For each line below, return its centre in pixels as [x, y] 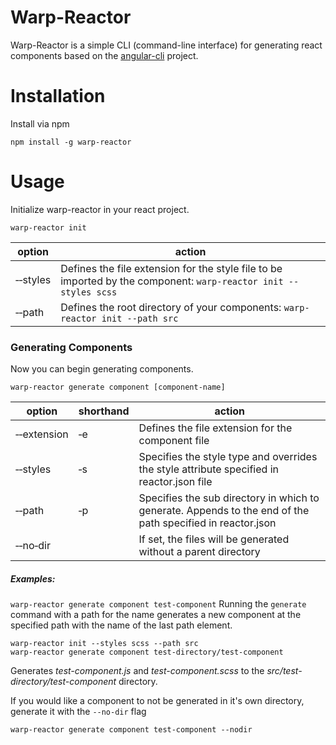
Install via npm [40, 123]
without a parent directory [199, 552]
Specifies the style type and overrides [228, 457]
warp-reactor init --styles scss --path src [104, 644]
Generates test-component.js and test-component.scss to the [137, 671]
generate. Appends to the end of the [224, 511]
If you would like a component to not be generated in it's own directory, [157, 701]
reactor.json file [175, 482]
